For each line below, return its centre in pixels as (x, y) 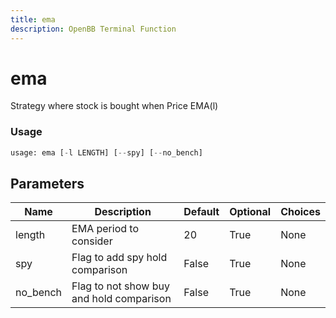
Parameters (47, 184)
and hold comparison (121, 299)
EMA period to (105, 229)
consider (92, 241)
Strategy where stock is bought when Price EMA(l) (114, 106)
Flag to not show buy (120, 286)
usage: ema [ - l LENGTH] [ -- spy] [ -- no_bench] (106, 152)
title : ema (33, 19)
